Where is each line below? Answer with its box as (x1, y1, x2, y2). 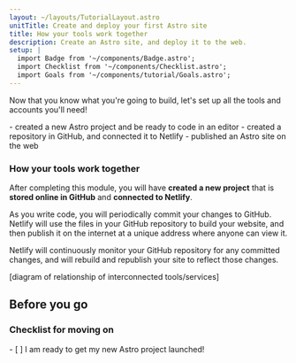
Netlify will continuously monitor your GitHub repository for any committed (9, 245, 280, 256)
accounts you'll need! (9, 104, 87, 115)
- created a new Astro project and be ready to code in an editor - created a (9, 121, 282, 132)
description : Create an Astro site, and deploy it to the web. (9, 37, 247, 47)
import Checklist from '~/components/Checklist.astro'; (17, 63, 227, 72)
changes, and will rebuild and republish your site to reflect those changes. (9, 254, 279, 266)
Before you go (9, 297, 88, 313)
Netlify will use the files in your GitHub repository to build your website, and (9, 219, 285, 229)
